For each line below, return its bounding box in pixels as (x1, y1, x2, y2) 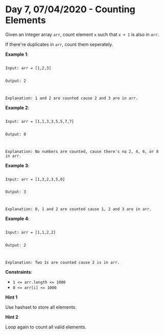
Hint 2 (5, 314, 19, 320)
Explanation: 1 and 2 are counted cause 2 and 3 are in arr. (5, 96, 138, 101)
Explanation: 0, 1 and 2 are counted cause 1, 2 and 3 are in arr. (5, 207, 152, 212)
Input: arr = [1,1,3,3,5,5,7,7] (5, 119, 74, 124)
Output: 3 (5, 189, 27, 195)
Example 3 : (5, 162, 30, 168)
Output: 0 (5, 131, 27, 137)
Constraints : (5, 269, 32, 275)
